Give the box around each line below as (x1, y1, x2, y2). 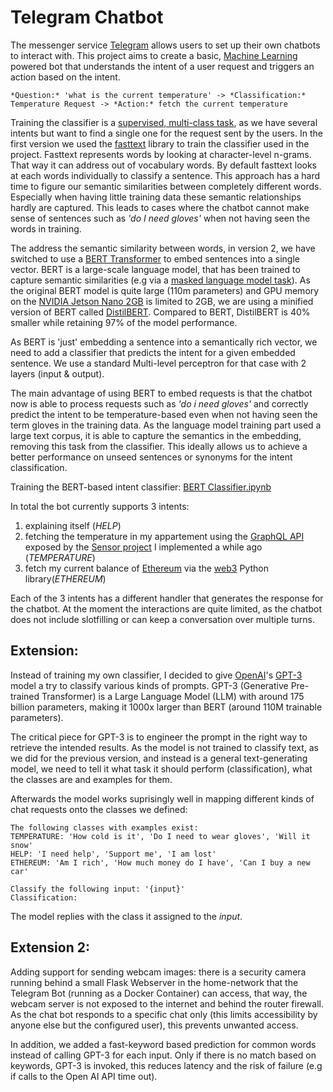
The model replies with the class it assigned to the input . (10, 910, 243, 922)
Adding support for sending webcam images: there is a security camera (10, 966, 307, 978)
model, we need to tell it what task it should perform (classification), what (10, 762, 313, 775)
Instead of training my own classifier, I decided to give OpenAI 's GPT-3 (10, 669, 303, 681)
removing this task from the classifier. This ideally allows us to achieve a (10, 440, 308, 452)
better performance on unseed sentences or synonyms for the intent (10, 451, 293, 463)
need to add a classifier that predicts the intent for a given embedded (10, 346, 296, 358)
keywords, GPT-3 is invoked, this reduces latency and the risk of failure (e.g (10, 1059, 323, 1071)
